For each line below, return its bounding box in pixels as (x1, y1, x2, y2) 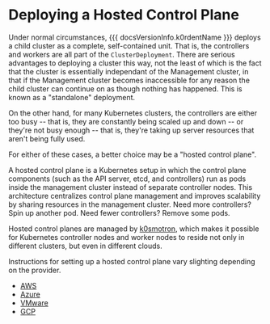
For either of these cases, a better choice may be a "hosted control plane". (8, 149, 257, 159)
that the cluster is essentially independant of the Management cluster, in (8, 66, 249, 76)
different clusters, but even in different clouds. (8, 241, 163, 250)
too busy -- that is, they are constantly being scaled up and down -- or (8, 116, 244, 126)
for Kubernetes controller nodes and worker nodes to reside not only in (8, 232, 245, 242)
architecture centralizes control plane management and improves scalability (8, 191, 261, 200)
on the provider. (8, 265, 61, 275)
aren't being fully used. (8, 133, 86, 143)
